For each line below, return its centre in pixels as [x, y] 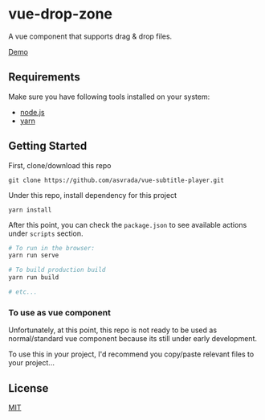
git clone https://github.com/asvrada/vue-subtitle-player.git [116, 180]
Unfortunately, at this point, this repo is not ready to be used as [113, 330]
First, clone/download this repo [60, 165]
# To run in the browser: [51, 248]
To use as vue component [59, 312]
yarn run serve [34, 255]
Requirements [44, 77]
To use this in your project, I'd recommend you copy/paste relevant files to [131, 354]
